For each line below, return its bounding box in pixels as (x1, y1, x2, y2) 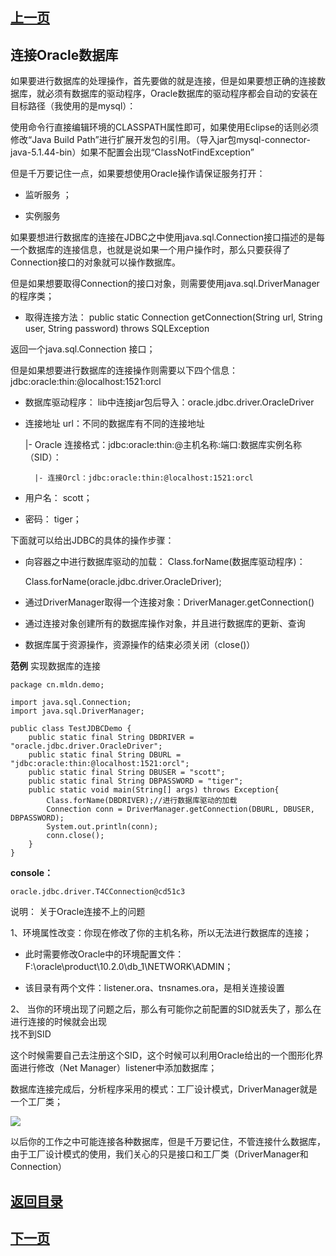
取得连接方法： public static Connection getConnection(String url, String (24, 311, 323, 323)
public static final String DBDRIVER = (28, 733, 195, 743)
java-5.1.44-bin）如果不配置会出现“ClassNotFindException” (10, 146, 255, 158)
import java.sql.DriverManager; (10, 706, 145, 717)
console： (10, 867, 54, 879)
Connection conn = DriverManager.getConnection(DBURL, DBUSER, (46, 804, 315, 815)
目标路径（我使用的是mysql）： (10, 100, 137, 112)
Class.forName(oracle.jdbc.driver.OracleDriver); (24, 576, 222, 588)
